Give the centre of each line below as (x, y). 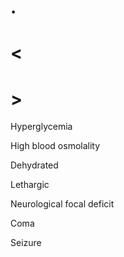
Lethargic (30, 185)
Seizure (26, 243)
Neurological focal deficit (62, 204)
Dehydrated (34, 165)
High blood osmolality (55, 146)
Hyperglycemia (41, 127)
